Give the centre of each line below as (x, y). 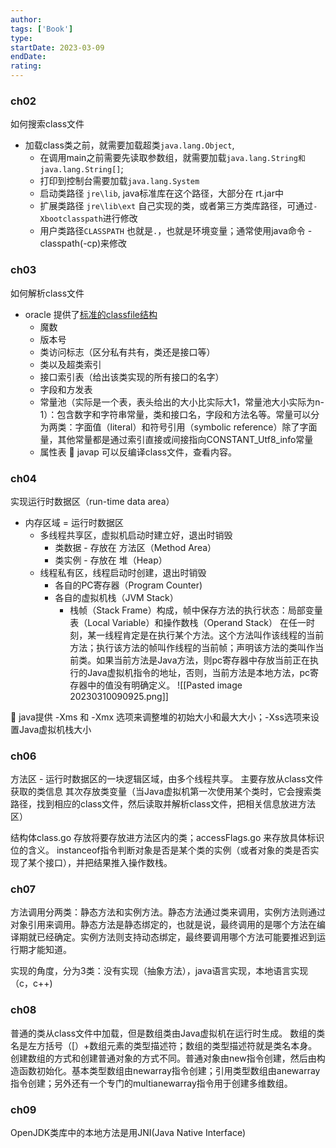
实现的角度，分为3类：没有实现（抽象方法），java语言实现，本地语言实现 (159, 971)
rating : (26, 66)
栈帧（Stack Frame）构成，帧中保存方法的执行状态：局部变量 (196, 610)
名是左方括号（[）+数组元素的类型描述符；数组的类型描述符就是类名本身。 (164, 1045)
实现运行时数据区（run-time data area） (92, 501)
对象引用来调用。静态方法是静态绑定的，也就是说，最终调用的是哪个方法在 (163, 925)
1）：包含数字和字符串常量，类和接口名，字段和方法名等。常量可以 (175, 414)
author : (26, 19)
